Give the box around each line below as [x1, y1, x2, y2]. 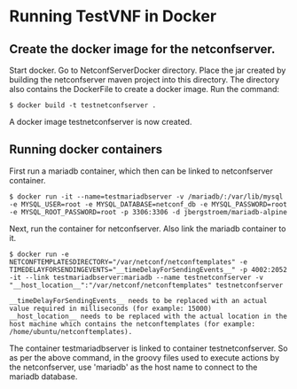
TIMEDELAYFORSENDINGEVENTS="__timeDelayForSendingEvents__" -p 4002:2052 [9, 265, 288, 274]
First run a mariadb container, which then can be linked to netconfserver [9, 166, 273, 176]
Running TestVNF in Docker [9, 6, 217, 27]
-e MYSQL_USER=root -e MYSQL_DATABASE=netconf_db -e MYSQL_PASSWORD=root [9, 199, 288, 209]
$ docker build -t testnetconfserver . [9, 101, 157, 110]
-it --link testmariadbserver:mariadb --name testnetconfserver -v [9, 273, 264, 282]
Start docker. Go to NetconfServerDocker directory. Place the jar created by [9, 65, 286, 75]
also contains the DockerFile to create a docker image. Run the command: [9, 84, 280, 94]
